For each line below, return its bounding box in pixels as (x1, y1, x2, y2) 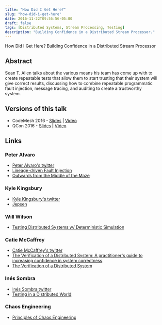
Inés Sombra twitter (12, 286, 52, 292)
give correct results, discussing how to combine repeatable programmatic (5, 80, 153, 86)
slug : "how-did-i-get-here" (5, 12, 62, 17)
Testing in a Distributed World (12, 291, 72, 297)
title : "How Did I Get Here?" (5, 7, 66, 12)
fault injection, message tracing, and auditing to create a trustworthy (5, 86, 142, 91)
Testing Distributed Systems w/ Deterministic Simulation (12, 224, 125, 230)
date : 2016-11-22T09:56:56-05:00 (5, 16, 73, 21)
